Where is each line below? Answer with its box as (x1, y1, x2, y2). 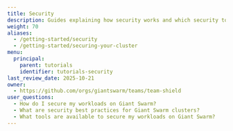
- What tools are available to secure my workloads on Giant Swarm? (13, 113, 216, 120)
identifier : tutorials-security (19, 68, 113, 75)
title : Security (7, 10, 54, 17)
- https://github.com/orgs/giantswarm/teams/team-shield (13, 87, 182, 94)
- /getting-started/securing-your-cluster (13, 42, 138, 49)
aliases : (7, 29, 33, 37)
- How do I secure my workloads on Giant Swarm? (13, 101, 157, 107)
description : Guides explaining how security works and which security (7, 17, 218, 24)
